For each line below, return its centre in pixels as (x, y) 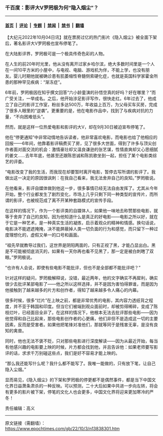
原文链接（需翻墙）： (25, 423)
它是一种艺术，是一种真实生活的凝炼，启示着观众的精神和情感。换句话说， (83, 223)
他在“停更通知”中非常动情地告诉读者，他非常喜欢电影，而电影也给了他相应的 (81, 137)
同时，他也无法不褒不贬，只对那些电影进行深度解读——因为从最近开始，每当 (81, 341)
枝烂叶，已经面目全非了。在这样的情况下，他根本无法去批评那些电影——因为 (81, 312)
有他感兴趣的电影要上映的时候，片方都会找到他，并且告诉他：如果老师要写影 (81, 347)
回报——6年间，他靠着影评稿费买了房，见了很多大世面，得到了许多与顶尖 (79, 143)
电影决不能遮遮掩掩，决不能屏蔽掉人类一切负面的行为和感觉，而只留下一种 (79, 228)
